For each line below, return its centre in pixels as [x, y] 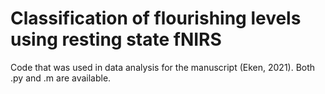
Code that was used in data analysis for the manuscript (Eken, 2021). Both [163, 67]
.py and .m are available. [61, 78]
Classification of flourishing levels [156, 18]
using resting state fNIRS [116, 39]
